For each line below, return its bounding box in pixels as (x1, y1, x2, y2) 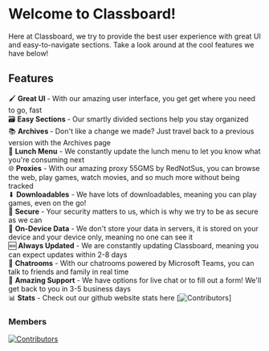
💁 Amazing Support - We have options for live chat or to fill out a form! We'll (8, 275, 262, 285)
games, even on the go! (8, 198, 87, 207)
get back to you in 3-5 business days (8, 284, 131, 293)
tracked (8, 181, 34, 190)
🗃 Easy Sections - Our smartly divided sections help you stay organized (8, 114, 249, 124)
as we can (8, 214, 43, 225)
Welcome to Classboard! (8, 5, 177, 23)
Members (8, 316, 47, 327)
